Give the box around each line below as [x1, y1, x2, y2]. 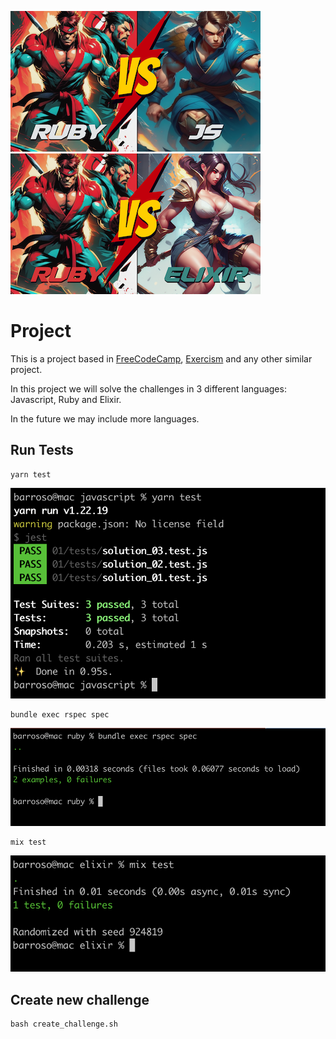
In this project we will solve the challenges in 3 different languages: [10, 382, 287, 395]
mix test [10, 837, 47, 847]
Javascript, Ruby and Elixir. [10, 393, 122, 405]
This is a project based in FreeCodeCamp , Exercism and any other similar [10, 352, 313, 365]
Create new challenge [10, 991, 150, 1008]
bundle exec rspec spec [10, 710, 110, 720]
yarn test [10, 469, 52, 480]
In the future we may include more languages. [10, 412, 200, 425]
